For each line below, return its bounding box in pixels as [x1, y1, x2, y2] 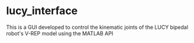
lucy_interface [6, 4, 78, 18]
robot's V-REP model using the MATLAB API [6, 29, 114, 37]
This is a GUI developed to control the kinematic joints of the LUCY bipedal [6, 24, 188, 31]
